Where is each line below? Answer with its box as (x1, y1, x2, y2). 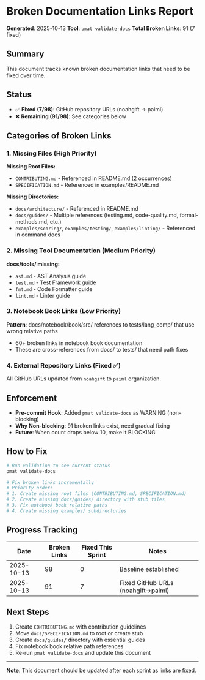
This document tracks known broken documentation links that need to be (6, 65, 190, 72)
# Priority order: (6, 485, 53, 491)
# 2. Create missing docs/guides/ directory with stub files (6, 496, 165, 503)
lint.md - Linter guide (15, 292, 70, 299)
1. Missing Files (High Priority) (6, 149, 97, 157)
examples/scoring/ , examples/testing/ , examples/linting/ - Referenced (15, 225, 196, 232)
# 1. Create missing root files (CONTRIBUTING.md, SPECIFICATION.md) (6, 491, 187, 497)
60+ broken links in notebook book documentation (15, 339, 143, 347)
